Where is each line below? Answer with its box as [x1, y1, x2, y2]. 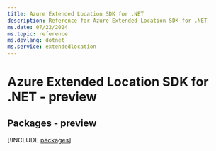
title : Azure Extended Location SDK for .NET [7, 10, 144, 18]
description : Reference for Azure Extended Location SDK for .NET [7, 17, 208, 24]
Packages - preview [7, 117, 97, 129]
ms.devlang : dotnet [7, 37, 65, 44]
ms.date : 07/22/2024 [7, 23, 69, 30]
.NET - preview [7, 89, 97, 105]
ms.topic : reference [7, 30, 69, 38]
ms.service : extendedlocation [7, 43, 97, 50]
